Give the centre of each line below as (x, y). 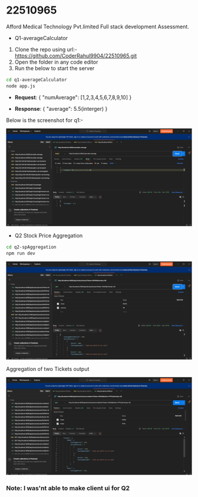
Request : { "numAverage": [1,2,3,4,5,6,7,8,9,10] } (73, 97)
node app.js (21, 86)
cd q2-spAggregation (32, 247)
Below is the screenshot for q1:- (45, 120)
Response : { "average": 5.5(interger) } (61, 108)
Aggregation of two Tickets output (48, 368)
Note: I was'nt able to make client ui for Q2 (68, 488)
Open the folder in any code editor (56, 62)
